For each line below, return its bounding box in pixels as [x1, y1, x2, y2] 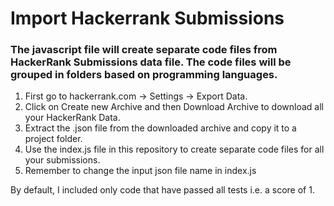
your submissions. [24, 154, 101, 166]
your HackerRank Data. [24, 112, 121, 124]
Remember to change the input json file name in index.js [24, 165, 257, 177]
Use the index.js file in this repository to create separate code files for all [24, 143, 325, 156]
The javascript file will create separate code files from [10, 43, 278, 57]
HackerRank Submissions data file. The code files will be [10, 55, 292, 69]
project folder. [24, 133, 83, 145]
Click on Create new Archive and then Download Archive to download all [24, 101, 324, 113]
